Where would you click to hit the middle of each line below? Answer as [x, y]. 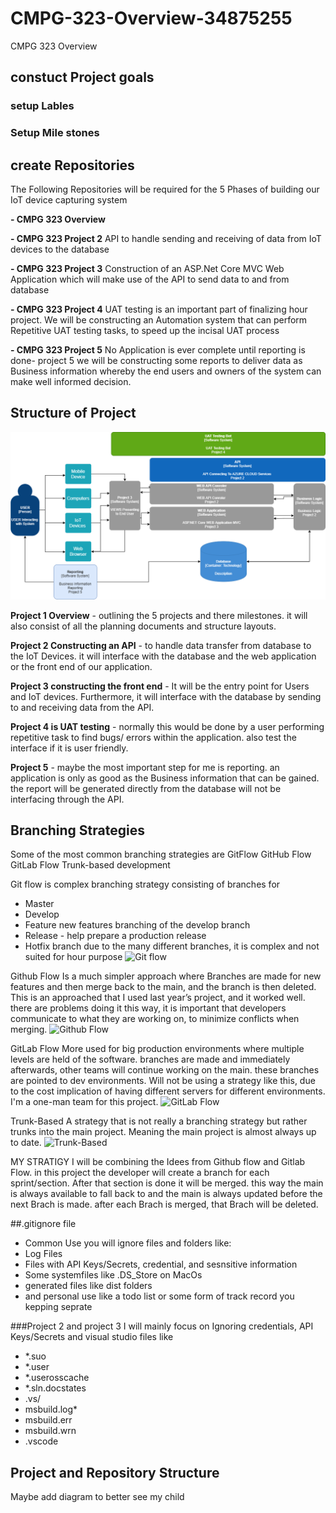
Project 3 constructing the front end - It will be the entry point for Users [160, 686]
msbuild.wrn [50, 1431]
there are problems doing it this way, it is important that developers [148, 1008]
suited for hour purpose [73, 957]
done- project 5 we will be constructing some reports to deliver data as [156, 360]
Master [39, 904]
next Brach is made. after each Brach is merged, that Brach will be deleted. [164, 1204]
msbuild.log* [51, 1409]
